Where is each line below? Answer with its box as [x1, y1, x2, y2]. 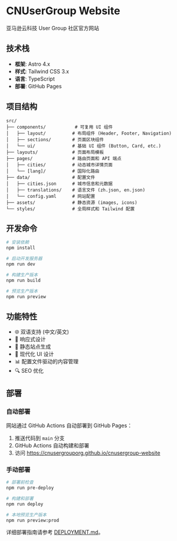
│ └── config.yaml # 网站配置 [6, 193, 96, 199]
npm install [6, 245, 35, 251]
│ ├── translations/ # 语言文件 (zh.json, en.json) [6, 187, 146, 193]
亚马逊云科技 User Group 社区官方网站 [6, 24, 99, 31]
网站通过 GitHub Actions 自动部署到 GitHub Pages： [6, 422, 133, 429]
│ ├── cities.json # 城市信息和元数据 [6, 181, 113, 187]
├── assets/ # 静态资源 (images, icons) [6, 200, 137, 206]
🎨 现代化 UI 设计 [14, 351, 54, 358]
